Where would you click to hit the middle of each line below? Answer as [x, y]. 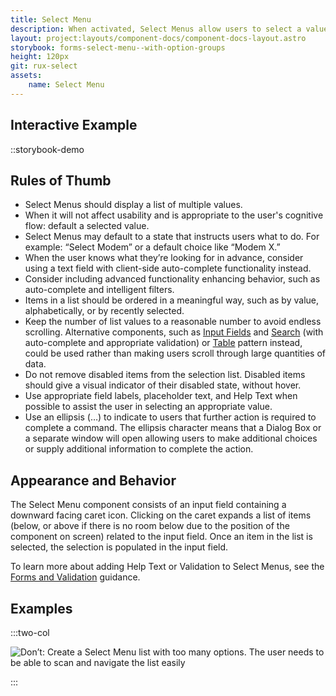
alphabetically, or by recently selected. [104, 311]
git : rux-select [44, 66]
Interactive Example [74, 125]
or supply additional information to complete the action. [139, 449]
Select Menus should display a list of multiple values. [133, 205]
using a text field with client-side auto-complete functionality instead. [168, 268]
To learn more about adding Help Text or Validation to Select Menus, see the [167, 567]
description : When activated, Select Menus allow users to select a [156, 29]
